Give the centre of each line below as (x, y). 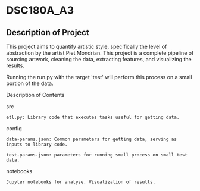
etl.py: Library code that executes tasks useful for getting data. (93, 117)
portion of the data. (30, 83)
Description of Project (48, 32)
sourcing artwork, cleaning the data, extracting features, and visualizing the (99, 59)
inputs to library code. (37, 145)
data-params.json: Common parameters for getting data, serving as (92, 139)
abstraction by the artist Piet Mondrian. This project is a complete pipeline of (100, 53)
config (14, 128)
